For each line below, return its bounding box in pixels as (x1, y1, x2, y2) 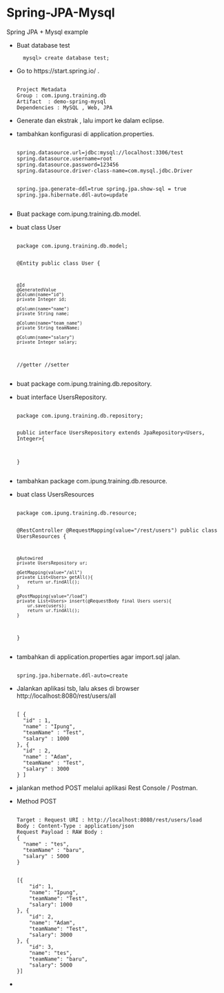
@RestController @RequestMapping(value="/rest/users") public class (16, 527, 218, 534)
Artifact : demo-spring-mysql (16, 98, 107, 105)
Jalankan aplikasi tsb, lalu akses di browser (16, 684, 139, 692)
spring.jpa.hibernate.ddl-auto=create (16, 672, 128, 679)
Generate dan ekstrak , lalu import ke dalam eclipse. (16, 116, 165, 124)
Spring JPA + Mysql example (6, 28, 89, 36)
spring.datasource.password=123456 (16, 161, 119, 168)
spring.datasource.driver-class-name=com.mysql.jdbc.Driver (16, 167, 193, 174)
